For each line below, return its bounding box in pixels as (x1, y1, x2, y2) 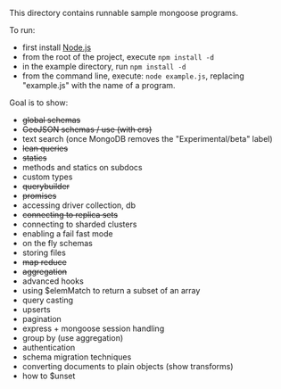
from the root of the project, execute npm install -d (21, 52, 214, 62)
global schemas (21, 115, 81, 125)
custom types (21, 171, 73, 182)
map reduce (21, 257, 67, 267)
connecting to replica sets (21, 210, 119, 219)
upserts (21, 304, 51, 315)
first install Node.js (21, 42, 92, 53)
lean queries (21, 143, 69, 153)
